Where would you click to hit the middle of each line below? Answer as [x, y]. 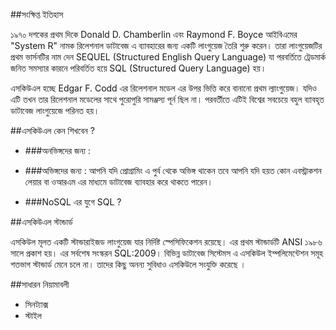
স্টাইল [33, 315]
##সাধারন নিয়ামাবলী [40, 284]
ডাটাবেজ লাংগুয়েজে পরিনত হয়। [55, 110]
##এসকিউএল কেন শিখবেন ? [52, 130]
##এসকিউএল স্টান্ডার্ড [41, 222]
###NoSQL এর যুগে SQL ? [73, 202]
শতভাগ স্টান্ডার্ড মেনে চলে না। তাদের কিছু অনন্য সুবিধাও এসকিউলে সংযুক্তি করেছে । [128, 264]
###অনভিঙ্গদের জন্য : [57, 150]
